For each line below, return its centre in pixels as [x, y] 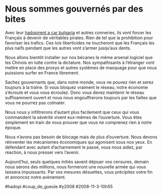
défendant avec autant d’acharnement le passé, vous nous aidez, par [74, 147]
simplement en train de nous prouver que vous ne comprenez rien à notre [78, 122]
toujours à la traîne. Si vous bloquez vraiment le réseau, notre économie [77, 87]
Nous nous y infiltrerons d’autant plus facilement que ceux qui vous [72, 112]
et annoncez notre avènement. [36, 177]
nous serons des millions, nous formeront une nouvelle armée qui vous [76, 167]
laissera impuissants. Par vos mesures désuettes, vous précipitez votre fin [79, 172]
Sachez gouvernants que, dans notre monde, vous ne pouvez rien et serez [79, 82]
